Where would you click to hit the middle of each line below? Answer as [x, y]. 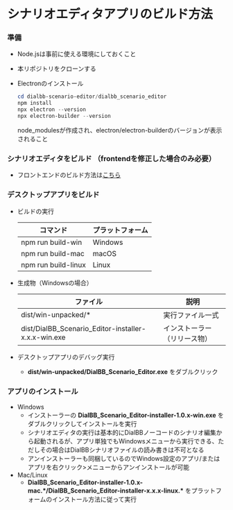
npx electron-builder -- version [64, 116]
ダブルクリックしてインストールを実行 [82, 423]
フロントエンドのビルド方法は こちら [69, 175]
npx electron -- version [52, 110]
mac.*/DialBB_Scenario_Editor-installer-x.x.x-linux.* [105, 491]
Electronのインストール [50, 83]
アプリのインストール [43, 391]
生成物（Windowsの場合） [55, 282]
